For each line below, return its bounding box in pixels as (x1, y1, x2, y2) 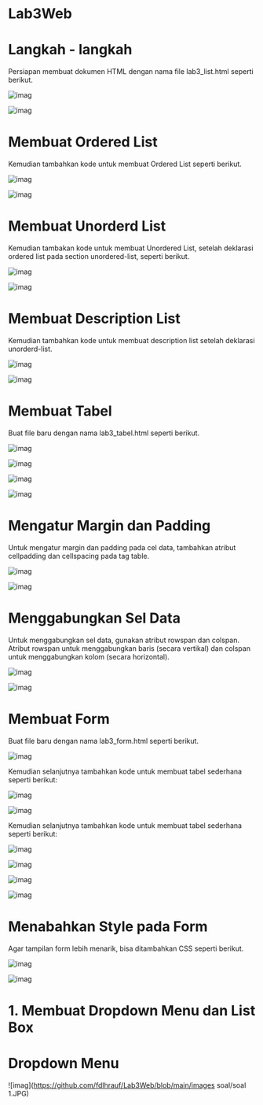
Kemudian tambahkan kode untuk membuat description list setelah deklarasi (8, 335, 255, 345)
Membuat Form (8, 710, 110, 728)
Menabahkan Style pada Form (8, 918, 208, 935)
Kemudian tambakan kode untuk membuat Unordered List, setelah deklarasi (8, 243, 254, 253)
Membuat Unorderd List (8, 217, 166, 235)
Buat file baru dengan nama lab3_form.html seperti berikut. (8, 736, 199, 745)
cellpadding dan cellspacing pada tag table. (8, 551, 150, 560)
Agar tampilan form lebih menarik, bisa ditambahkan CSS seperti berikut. (8, 944, 244, 953)
